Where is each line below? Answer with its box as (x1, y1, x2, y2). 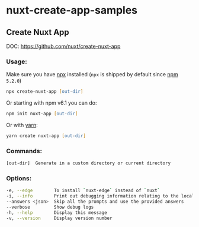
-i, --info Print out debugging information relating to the (6, 193, 179, 199)
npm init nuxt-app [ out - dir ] (6, 111, 78, 117)
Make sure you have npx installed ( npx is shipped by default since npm (6, 71, 179, 78)
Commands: (6, 147, 43, 155)
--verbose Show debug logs (6, 205, 94, 210)
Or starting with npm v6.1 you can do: (6, 99, 97, 106)
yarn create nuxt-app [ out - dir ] (6, 133, 86, 139)
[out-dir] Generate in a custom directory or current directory (6, 160, 171, 166)
